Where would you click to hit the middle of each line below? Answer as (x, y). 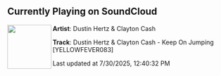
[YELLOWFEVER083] (83, 49)
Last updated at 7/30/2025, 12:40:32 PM (111, 63)
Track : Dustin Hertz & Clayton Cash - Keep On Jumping (133, 42)
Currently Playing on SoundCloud (82, 12)
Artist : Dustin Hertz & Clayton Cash (104, 28)
